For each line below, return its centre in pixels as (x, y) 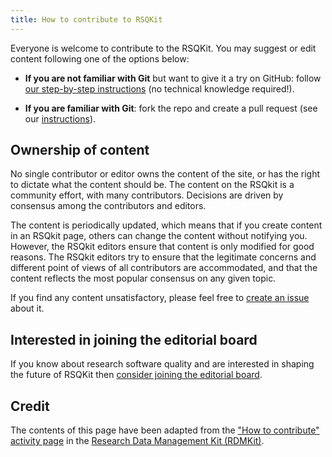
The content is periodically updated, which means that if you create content (166, 225)
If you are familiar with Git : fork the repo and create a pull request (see (171, 108)
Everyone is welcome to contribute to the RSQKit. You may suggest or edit (163, 48)
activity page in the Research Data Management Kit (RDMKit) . (137, 441)
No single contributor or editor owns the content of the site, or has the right (165, 174)
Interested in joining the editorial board (134, 339)
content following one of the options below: (100, 58)
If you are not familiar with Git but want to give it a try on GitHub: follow (173, 78)
